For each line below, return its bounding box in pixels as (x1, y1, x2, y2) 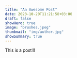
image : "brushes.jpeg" (5, 25, 51, 30)
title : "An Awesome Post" (5, 7, 57, 12)
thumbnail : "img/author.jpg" (5, 29, 64, 34)
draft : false (5, 16, 31, 21)
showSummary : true (5, 34, 42, 39)
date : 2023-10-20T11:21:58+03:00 (5, 12, 73, 16)
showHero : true (5, 20, 36, 26)
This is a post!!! (5, 47, 35, 53)
